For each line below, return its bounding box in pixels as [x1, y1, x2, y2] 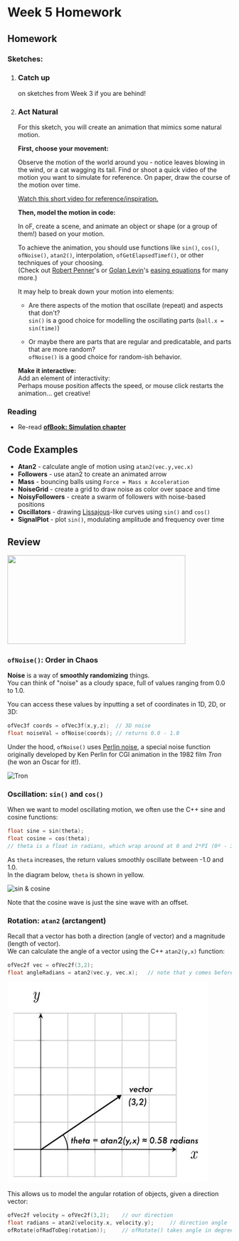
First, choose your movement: [17, 144, 109, 153]
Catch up [17, 72, 51, 82]
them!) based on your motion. [17, 230, 105, 238]
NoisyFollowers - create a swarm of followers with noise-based [17, 493, 206, 501]
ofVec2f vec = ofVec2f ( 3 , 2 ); [7, 962, 94, 969]
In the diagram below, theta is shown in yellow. [7, 870, 145, 879]
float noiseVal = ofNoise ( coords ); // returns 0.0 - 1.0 [7, 730, 180, 737]
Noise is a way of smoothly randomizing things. [7, 671, 150, 679]
